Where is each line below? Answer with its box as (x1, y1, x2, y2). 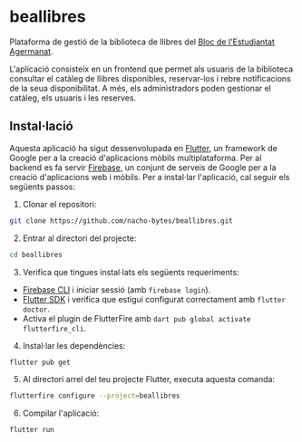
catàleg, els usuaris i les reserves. (9, 92, 137, 103)
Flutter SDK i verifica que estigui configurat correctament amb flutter (22, 293, 286, 304)
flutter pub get (9, 358, 71, 367)
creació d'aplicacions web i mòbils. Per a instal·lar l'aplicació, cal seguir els (9, 171, 290, 182)
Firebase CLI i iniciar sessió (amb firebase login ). (22, 283, 211, 295)
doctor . (22, 303, 50, 314)
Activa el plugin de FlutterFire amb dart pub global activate (22, 312, 251, 323)
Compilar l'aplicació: (22, 408, 100, 418)
